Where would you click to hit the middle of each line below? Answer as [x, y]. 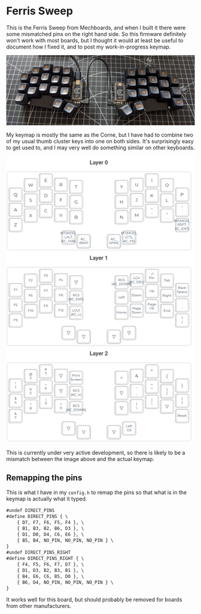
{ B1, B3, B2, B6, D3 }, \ [51, 528]
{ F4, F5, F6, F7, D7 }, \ [51, 564]
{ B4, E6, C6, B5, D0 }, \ [51, 576]
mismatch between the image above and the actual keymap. [80, 459]
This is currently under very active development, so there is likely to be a [96, 452]
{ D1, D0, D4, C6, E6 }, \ [51, 534]
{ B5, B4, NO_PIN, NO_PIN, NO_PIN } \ [65, 540]
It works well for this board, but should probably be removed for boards [94, 599]
